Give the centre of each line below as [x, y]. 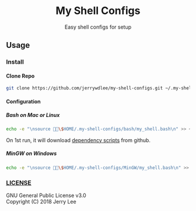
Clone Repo [20, 76]
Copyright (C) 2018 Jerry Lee [41, 201]
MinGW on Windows [32, 154]
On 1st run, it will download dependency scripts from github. [78, 140]
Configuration [23, 101]
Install [15, 62]
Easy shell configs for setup [98, 27]
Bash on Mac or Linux [33, 115]
